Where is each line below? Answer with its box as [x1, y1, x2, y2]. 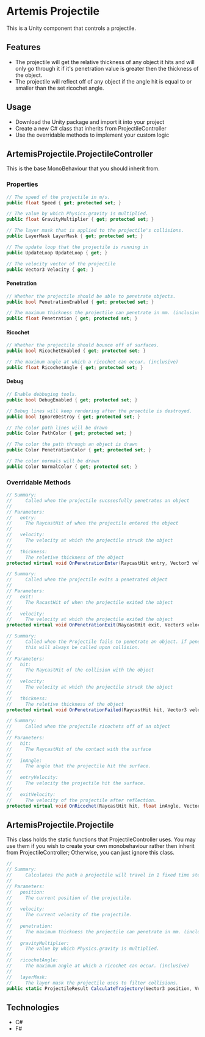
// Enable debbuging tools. [6, 392, 78, 398]
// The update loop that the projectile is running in [6, 244, 149, 250]
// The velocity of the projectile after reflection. [6, 797, 157, 803]
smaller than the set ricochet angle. [15, 84, 104, 91]
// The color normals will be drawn [6, 458, 99, 464]
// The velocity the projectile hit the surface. [6, 780, 146, 786]
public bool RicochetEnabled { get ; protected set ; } [6, 348, 146, 354]
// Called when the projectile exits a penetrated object [6, 576, 168, 583]
